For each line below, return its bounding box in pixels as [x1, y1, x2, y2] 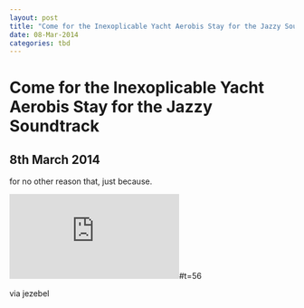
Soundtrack [9, 116, 100, 137]
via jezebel [9, 288, 50, 299]
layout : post [9, 13, 59, 23]
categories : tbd [9, 38, 71, 48]
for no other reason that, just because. [9, 176, 153, 187]
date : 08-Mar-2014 [9, 30, 79, 39]
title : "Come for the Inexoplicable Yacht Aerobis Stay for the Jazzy [9, 22, 281, 31]
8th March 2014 [9, 151, 101, 168]
